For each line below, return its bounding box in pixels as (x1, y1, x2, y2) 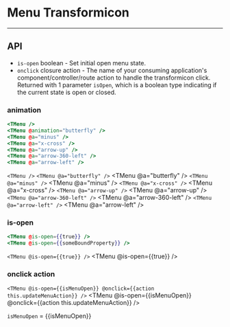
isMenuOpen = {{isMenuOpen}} (7, 311, 92, 320)
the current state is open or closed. (16, 88, 116, 96)
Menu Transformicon (7, 5, 130, 21)
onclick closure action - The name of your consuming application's (16, 66, 207, 74)
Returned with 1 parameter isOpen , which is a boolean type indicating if (16, 80, 217, 89)
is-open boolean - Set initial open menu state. (16, 58, 146, 67)
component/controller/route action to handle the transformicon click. (16, 74, 211, 82)
